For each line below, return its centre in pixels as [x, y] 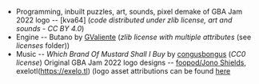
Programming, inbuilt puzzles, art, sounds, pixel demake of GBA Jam [129, 12]
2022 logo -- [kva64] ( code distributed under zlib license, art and [124, 20]
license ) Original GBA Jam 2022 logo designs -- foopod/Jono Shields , [131, 62]
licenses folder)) [43, 46]
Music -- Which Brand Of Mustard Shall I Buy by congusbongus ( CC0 [131, 54]
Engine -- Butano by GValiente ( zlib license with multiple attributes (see [133, 37]
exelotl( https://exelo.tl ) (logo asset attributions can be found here [123, 71]
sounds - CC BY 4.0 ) [50, 28]
